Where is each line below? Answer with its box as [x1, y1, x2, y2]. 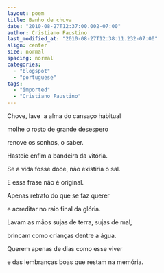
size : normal [7, 49, 45, 56]
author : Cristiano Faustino [7, 29, 88, 36]
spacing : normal [7, 55, 54, 62]
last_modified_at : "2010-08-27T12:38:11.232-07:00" [7, 36, 158, 43]
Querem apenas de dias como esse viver [7, 245, 123, 252]
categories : [7, 61, 41, 68]
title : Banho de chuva [7, 16, 72, 23]
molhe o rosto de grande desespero [7, 125, 108, 133]
